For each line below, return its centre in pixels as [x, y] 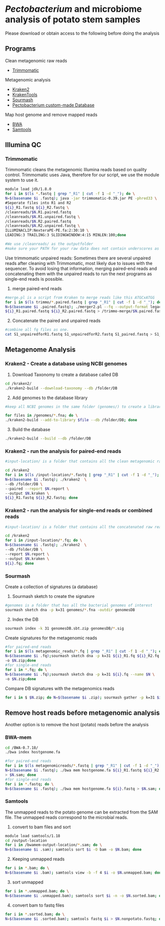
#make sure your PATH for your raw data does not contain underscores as [82, 248]
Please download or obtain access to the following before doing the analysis [82, 33]
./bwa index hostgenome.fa [33, 752]
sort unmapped [28, 882]
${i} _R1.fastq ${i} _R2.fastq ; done [41, 498]
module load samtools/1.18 [33, 836]
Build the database [31, 430]
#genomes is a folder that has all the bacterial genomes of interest [79, 605]
